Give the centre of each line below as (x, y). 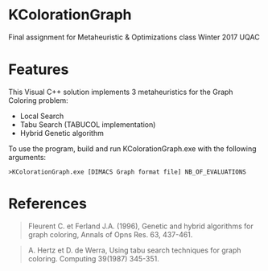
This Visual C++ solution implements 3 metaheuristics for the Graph (121, 92)
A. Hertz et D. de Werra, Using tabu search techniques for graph (134, 250)
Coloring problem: (38, 100)
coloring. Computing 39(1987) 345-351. (93, 258)
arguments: (27, 157)
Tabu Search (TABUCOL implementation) (88, 124)
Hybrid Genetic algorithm (62, 133)
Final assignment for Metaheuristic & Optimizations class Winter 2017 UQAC (134, 37)
